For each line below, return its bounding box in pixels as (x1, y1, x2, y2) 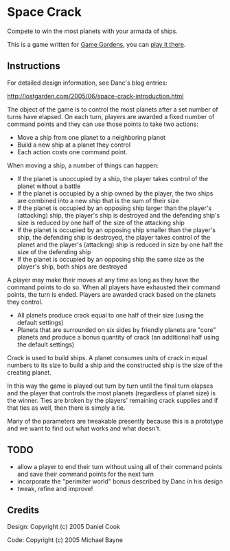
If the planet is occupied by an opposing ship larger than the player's (16, 204, 212, 212)
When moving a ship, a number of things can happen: (7, 161, 159, 169)
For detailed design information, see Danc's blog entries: (7, 79, 168, 87)
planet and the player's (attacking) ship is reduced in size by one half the (16, 240, 223, 249)
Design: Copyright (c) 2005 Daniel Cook (7, 523, 120, 531)
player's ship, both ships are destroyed (16, 262, 128, 271)
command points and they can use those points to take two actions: (7, 120, 199, 128)
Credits (7, 504, 40, 516)
